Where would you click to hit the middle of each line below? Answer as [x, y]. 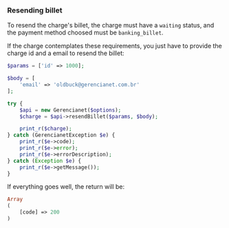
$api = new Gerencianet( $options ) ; [70, 110]
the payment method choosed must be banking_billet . [85, 32]
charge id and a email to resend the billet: [66, 53]
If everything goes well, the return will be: [66, 187]
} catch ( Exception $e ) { [44, 160]
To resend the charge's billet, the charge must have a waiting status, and [111, 25]
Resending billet [35, 10]
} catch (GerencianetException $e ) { [61, 135]
